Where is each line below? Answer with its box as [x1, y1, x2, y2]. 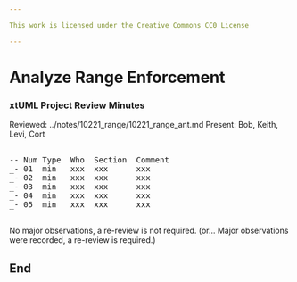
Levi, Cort [9, 129, 45, 139]
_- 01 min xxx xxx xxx [9, 164, 151, 174]
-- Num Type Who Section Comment [9, 155, 169, 165]
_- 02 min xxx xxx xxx [9, 173, 151, 183]
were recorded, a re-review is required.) [9, 235, 156, 245]
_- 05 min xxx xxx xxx [9, 200, 151, 210]
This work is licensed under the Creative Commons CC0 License [9, 21, 250, 29]
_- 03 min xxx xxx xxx [9, 182, 151, 192]
